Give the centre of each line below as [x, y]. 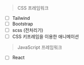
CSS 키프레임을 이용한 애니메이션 [46, 37]
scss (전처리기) [28, 30]
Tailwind [21, 18]
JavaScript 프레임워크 [40, 47]
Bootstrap [23, 24]
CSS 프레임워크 [33, 8]
